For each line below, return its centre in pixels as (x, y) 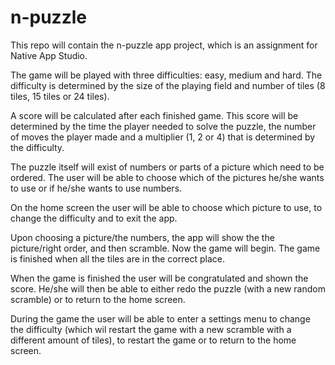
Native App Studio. (49, 55)
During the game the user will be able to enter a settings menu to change (160, 318)
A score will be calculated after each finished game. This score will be (154, 115)
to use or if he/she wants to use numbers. (96, 188)
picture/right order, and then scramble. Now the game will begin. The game (165, 248)
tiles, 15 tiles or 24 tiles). (60, 96)
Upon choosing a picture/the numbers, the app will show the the (142, 237)
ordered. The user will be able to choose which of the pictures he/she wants (167, 177)
